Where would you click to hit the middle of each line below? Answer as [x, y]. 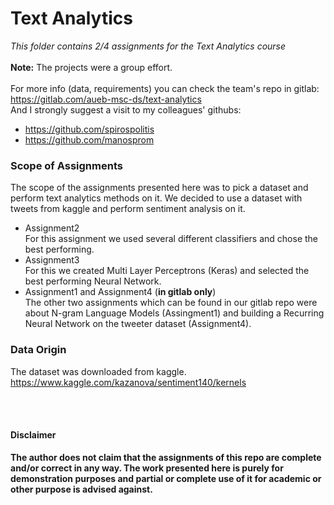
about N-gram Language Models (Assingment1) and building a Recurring [174, 313]
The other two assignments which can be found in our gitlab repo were [171, 303]
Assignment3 [52, 260]
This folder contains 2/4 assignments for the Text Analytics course [148, 46]
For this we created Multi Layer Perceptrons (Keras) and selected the [167, 271]
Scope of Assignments [66, 165]
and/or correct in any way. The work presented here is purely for [147, 468]
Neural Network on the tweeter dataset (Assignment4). [138, 324]
